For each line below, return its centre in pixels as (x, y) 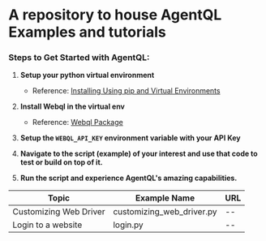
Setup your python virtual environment (87, 75)
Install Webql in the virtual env (73, 106)
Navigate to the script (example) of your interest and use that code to (139, 154)
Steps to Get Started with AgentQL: (79, 58)
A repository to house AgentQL (115, 15)
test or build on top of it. (61, 162)
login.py (128, 225)
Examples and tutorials (87, 32)
